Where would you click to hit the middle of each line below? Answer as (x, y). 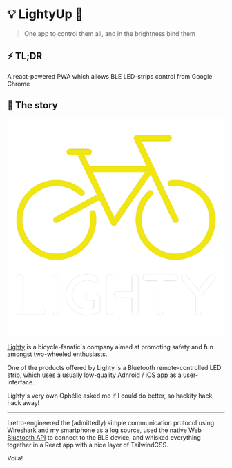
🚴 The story (32, 105)
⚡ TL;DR (25, 56)
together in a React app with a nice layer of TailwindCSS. (88, 445)
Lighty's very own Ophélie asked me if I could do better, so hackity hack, (110, 396)
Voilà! (15, 458)
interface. (21, 382)
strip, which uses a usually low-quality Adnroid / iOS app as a (94, 375)
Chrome (19, 84)
